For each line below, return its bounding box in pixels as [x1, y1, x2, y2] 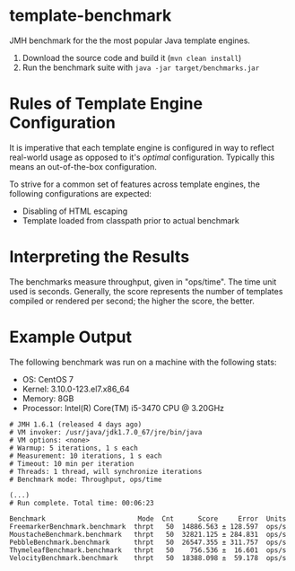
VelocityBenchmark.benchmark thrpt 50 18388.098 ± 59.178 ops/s [9, 553, 287, 562]
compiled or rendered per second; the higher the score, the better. [9, 295, 256, 306]
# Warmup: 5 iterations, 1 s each [9, 444, 139, 452]
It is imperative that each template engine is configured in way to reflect [9, 142, 275, 153]
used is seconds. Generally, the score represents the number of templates [9, 285, 283, 296]
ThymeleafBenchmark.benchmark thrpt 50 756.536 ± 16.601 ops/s [9, 545, 287, 555]
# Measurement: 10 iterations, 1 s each [9, 451, 163, 461]
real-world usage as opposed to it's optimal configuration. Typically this [9, 152, 275, 163]
